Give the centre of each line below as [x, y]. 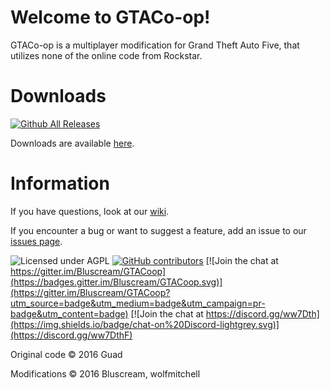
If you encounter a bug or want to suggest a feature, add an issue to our [158, 230]
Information [60, 183]
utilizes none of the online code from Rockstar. [106, 55]
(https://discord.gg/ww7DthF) [71, 335]
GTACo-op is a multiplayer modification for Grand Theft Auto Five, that [155, 45]
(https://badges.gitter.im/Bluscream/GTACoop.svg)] [116, 282]
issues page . [36, 241]
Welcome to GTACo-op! [110, 17]
